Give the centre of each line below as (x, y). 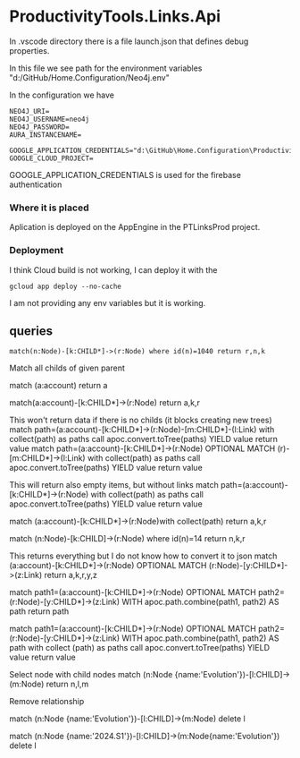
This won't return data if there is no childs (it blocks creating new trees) (141, 420)
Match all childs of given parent (67, 368)
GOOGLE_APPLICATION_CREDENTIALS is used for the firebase (125, 175)
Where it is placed (49, 208)
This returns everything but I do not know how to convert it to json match (143, 556)
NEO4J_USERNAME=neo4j (50, 119)
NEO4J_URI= (29, 111)
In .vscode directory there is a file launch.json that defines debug (129, 41)
